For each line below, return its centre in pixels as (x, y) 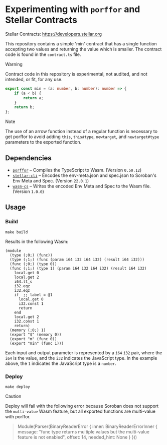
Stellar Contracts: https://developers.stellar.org (53, 34)
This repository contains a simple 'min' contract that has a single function (81, 43)
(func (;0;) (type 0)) (33, 264)
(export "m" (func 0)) (33, 339)
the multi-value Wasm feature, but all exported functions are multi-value (80, 411)
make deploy (18, 387)
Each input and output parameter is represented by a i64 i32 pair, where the (84, 353)
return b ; (25, 107)
